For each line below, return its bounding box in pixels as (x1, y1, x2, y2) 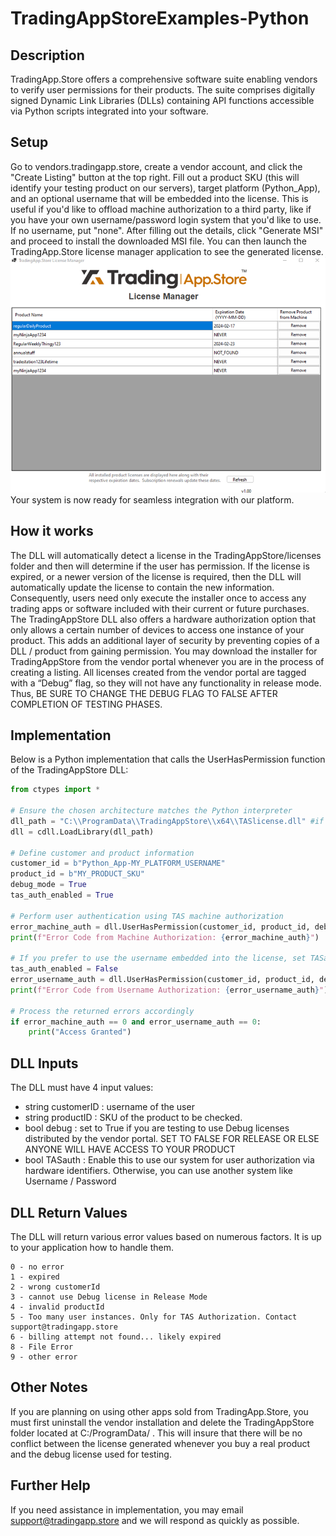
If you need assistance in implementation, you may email (10, 1503, 244, 1516)
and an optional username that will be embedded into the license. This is (10, 192, 309, 204)
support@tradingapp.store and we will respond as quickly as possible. (10, 1514, 300, 1526)
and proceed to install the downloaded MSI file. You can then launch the (10, 235, 307, 247)
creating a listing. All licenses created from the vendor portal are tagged (10, 666, 307, 678)
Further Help (10, 1477, 91, 1494)
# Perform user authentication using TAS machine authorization (10, 911, 284, 921)
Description (10, 47, 85, 64)
